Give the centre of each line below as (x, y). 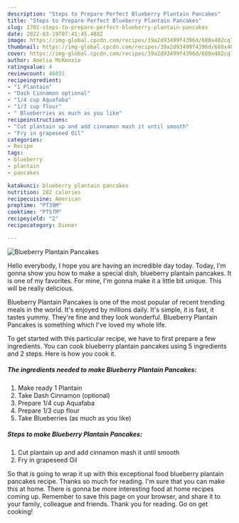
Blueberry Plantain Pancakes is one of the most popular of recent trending (116, 302)
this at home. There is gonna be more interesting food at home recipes (111, 489)
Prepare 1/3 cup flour (49, 411)
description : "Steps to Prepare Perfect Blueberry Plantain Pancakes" (114, 14)
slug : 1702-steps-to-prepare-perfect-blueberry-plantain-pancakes (108, 27)
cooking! (20, 511)
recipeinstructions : (38, 120)
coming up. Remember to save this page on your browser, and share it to (114, 496)
